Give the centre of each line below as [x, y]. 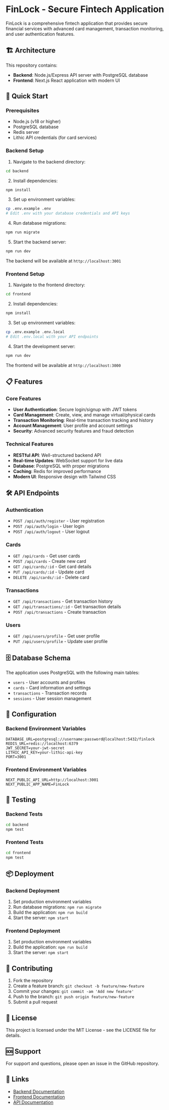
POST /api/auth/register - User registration [59, 521]
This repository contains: [32, 65]
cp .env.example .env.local [35, 332]
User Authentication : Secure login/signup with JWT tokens [75, 409]
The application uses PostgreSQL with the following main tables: [73, 673]
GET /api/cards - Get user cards [46, 556]
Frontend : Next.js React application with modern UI [66, 80]
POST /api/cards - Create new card [49, 561]
